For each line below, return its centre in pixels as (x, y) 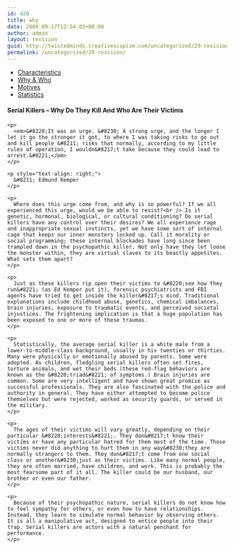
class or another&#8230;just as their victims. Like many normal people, (117, 460)
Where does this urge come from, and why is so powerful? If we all (115, 205)
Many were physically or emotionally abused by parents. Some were (107, 357)
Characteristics (39, 72)
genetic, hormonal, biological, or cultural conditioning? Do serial (110, 217)
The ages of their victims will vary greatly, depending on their (112, 430)
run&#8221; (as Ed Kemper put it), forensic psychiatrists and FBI (107, 290)
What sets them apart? (40, 259)
